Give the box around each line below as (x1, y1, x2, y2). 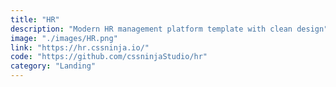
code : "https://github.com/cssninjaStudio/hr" (10, 52, 208, 62)
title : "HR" (10, 14, 60, 25)
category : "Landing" (10, 61, 97, 71)
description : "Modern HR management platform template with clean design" (10, 24, 329, 34)
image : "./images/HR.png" (10, 33, 118, 43)
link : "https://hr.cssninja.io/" (10, 42, 150, 53)
